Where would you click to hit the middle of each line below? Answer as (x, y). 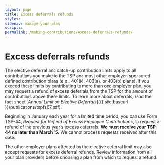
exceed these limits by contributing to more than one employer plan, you (78, 86)
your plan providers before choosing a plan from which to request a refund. (81, 157)
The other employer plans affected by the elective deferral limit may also (79, 147)
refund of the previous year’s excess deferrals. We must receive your (76, 127)
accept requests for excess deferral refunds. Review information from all (79, 152)
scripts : (14, 28)
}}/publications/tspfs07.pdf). (34, 107)
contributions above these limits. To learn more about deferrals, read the (78, 96)
